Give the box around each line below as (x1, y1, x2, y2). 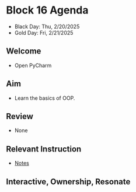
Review (6, 111, 34, 121)
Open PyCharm (14, 62, 52, 69)
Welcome (6, 46, 41, 56)
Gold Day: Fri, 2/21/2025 (14, 29, 74, 36)
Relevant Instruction (6, 144, 82, 154)
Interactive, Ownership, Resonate (6, 177, 131, 187)
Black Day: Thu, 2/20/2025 (14, 23, 80, 30)
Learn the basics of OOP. (14, 95, 75, 102)
